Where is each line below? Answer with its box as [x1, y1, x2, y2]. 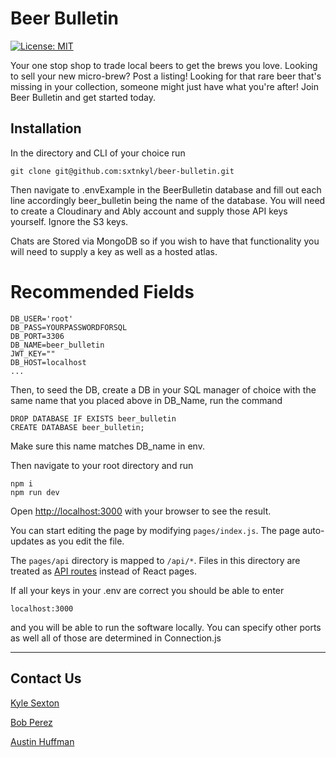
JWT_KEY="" [10, 348, 56, 359]
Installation [10, 120, 82, 137]
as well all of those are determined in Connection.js [10, 632, 222, 644]
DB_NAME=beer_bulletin [10, 340, 105, 350]
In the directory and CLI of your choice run [10, 147, 186, 159]
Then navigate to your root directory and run [10, 459, 194, 471]
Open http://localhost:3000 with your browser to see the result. [10, 505, 272, 517]
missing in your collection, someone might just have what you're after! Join [10, 80, 320, 92]
